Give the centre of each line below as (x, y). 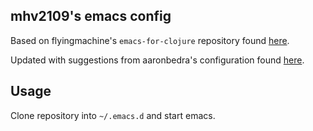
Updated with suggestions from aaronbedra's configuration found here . (157, 60)
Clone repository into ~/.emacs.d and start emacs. (113, 115)
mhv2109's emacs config (91, 16)
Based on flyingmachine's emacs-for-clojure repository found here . (150, 40)
